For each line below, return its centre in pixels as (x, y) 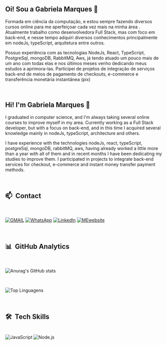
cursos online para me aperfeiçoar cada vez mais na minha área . (73, 27)
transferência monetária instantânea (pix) (48, 79)
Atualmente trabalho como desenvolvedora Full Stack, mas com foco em (80, 32)
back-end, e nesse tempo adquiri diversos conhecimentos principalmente (81, 37)
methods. (15, 170)
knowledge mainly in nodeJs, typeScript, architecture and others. (73, 133)
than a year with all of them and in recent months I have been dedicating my (83, 154)
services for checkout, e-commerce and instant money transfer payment (80, 164)
